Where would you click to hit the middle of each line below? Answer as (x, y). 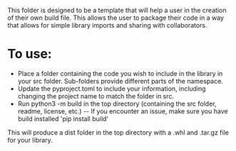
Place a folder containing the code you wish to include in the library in (120, 73)
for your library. (30, 140)
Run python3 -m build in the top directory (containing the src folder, (117, 104)
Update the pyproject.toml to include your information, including (112, 89)
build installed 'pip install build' (63, 118)
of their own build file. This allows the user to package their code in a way (116, 18)
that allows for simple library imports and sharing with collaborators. (108, 25)
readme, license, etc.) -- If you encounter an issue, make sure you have (123, 111)
